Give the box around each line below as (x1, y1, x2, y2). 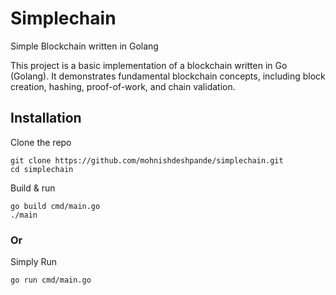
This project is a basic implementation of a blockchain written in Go (10, 59, 288, 71)
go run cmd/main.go (10, 275, 92, 286)
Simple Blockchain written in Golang (10, 40, 159, 52)
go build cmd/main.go (10, 201, 101, 211)
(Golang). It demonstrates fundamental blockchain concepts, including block (10, 70, 326, 82)
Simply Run (10, 256, 58, 268)
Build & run (10, 182, 56, 194)
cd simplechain (10, 164, 74, 174)
